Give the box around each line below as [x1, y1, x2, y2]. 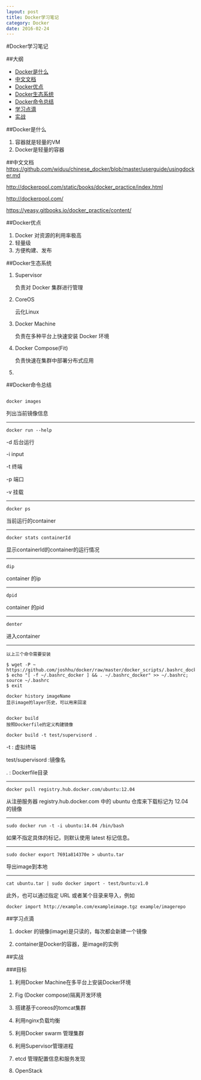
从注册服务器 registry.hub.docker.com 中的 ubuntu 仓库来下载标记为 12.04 [6, 798, 188, 805]
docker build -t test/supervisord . [6, 732, 98, 738]
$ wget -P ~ [6, 662, 36, 668]
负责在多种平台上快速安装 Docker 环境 [14, 333, 109, 340]
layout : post [6, 8, 39, 15]
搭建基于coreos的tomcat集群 [14, 1004, 86, 1012]
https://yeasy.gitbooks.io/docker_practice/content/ [6, 207, 132, 214]
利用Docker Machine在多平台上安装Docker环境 [14, 979, 131, 986]
